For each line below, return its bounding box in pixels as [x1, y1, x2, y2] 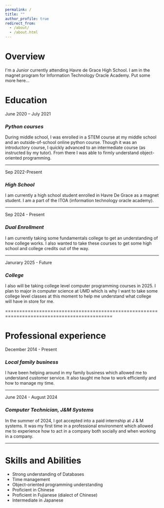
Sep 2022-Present [5, 169, 42, 175]
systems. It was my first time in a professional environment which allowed [5, 423, 153, 429]
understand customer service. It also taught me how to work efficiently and [5, 375, 156, 381]
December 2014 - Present [5, 346, 57, 352]
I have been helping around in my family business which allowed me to [5, 370, 147, 376]
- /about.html [9, 30, 38, 35]
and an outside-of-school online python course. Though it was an [5, 139, 137, 145]
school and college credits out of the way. [5, 245, 89, 251]
